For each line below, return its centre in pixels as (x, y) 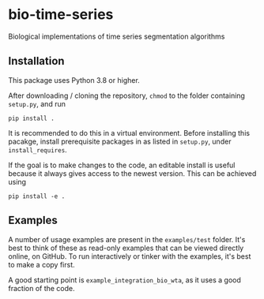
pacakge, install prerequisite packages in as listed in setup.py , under (120, 141)
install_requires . (38, 149)
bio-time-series (61, 15)
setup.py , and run (37, 103)
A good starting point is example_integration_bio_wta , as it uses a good (124, 280)
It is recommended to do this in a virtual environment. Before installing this (129, 133)
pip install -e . (37, 196)
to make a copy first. (41, 264)
